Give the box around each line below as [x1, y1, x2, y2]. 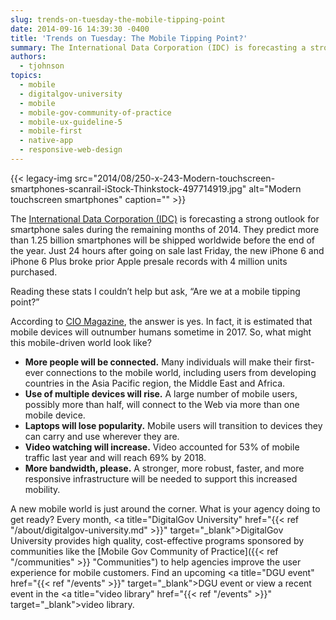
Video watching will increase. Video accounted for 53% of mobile [24, 441, 300, 453]
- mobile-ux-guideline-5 [19, 117, 123, 127]
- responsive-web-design [19, 145, 123, 155]
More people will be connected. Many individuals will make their [24, 356, 293, 368]
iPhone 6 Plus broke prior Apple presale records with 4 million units [10, 255, 288, 267]
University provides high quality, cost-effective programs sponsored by [10, 534, 305, 546]
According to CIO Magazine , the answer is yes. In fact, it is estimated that [10, 315, 313, 327]
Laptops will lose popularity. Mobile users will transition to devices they [24, 419, 323, 431]
